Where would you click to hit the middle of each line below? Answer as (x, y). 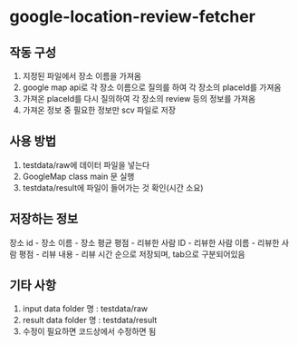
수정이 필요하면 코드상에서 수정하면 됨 (89, 331)
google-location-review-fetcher (133, 17)
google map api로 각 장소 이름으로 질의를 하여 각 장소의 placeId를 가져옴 (152, 87)
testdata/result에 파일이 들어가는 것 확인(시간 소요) (113, 187)
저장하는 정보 (44, 219)
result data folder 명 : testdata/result (90, 320)
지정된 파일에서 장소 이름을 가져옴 (82, 76)
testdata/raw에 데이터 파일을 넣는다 (86, 164)
